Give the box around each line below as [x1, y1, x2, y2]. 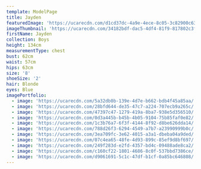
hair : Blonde [6, 82, 39, 87]
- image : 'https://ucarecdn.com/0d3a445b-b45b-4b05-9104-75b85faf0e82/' [11, 114, 197, 120]
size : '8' [6, 70, 31, 76]
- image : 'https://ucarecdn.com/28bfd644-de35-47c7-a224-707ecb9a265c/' [11, 103, 197, 110]
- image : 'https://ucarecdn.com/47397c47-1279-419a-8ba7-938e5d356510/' [11, 109, 197, 115]
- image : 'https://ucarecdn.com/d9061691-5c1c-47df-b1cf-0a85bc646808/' [11, 153, 197, 159]
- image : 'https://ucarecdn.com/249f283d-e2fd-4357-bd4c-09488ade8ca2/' [11, 142, 197, 149]
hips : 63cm [6, 64, 33, 71]
